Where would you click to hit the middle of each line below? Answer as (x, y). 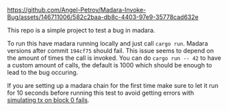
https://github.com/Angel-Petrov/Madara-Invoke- (77, 10)
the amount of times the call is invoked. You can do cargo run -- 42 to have (114, 58)
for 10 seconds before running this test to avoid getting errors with (101, 93)
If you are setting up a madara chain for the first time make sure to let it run (113, 85)
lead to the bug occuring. (43, 72)
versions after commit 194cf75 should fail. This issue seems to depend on (111, 51)
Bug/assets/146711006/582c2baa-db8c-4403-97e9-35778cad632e (103, 17)
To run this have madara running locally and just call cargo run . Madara (107, 43)
